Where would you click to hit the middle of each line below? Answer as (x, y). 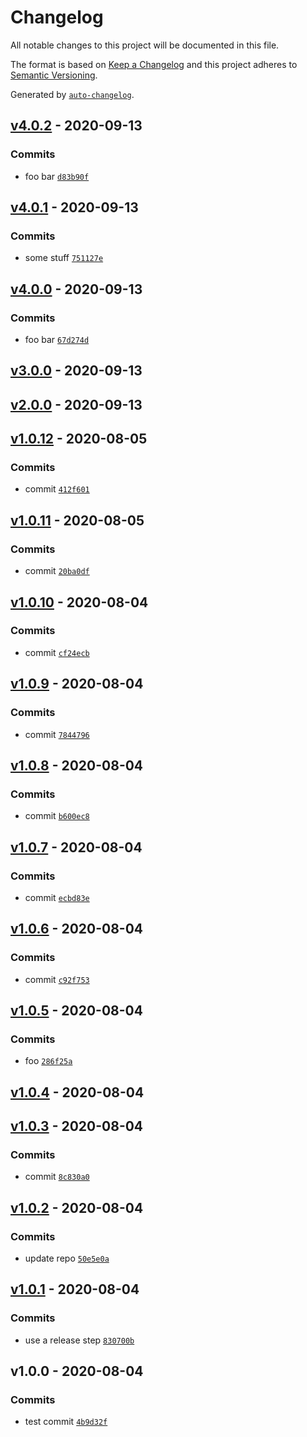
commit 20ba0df (57, 571)
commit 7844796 (57, 734)
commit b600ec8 (57, 816)
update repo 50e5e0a (67, 1258)
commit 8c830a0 (57, 1177)
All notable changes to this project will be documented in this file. (145, 45)
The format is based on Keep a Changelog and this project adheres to (154, 64)
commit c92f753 (57, 979)
